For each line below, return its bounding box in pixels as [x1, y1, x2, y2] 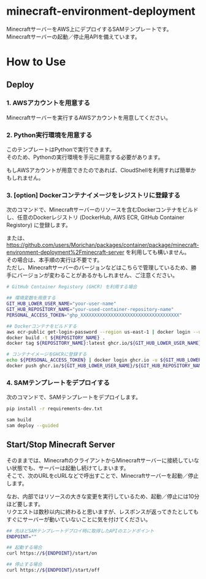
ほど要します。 [6, 500, 44, 507]
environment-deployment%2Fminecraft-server [6, 248, 124, 256]
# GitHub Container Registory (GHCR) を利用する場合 [6, 284, 137, 290]
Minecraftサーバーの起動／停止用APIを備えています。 [6, 33, 141, 40]
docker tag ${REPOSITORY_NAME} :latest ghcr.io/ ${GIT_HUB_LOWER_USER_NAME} [6, 340, 202, 347]
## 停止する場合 [6, 561, 42, 568]
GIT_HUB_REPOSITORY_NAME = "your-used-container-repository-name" [6, 307, 174, 313]
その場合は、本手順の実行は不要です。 [6, 256, 103, 264]
